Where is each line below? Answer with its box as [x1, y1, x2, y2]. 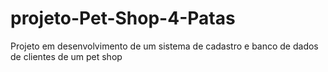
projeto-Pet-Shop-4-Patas [10, 7, 236, 30]
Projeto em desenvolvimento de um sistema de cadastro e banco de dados [10, 40, 319, 52]
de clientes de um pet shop [10, 50, 123, 62]
